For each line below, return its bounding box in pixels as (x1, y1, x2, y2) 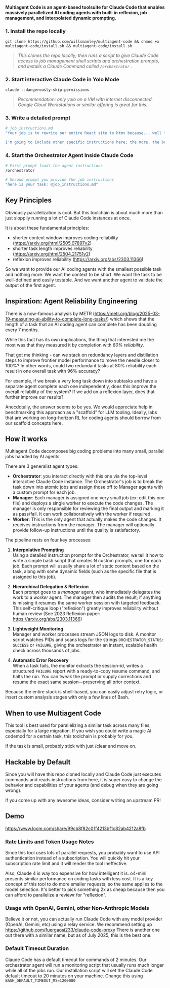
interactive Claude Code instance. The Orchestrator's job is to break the (12, 479, 163, 485)
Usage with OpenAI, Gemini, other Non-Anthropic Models (5, 905, 149, 911)
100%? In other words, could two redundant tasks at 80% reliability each (5, 362, 157, 368)
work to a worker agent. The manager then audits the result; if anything (12, 594, 161, 600)
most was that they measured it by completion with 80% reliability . (5, 342, 145, 348)
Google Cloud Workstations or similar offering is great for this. (17, 102, 148, 108)
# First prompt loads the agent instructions (5, 163, 103, 169)
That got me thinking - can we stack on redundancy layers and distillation (5, 352, 158, 358)
